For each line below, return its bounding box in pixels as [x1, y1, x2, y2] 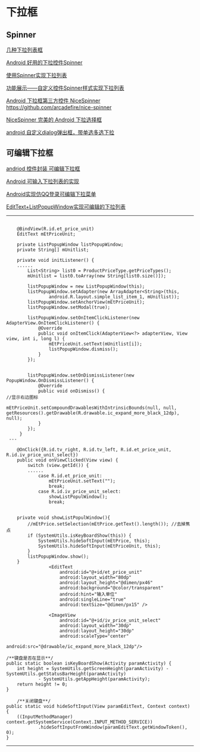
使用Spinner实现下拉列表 [6, 72, 67, 78]
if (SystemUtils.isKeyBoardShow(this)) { [27, 533, 132, 539]
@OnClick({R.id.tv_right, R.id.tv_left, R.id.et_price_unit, [17, 447, 171, 453]
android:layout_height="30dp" [59, 628, 135, 634]
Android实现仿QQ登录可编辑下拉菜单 [6, 190, 96, 197]
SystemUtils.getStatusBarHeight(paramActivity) [6, 671, 127, 677]
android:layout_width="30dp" [59, 622, 132, 628]
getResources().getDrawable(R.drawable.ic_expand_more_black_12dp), [6, 410, 180, 416]
